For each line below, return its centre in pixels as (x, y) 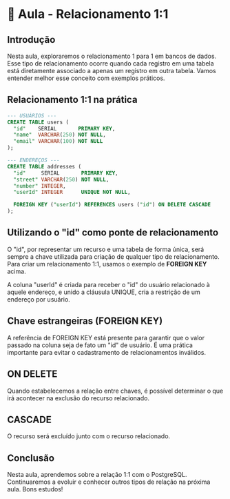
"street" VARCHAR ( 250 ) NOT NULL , (61, 179)
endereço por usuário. (39, 299)
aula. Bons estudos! (35, 489)
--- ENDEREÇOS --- (33, 160)
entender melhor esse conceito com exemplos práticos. (86, 78)
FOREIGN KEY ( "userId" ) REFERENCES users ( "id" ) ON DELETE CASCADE (112, 205)
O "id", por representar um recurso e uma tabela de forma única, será (106, 249)
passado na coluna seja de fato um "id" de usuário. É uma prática (100, 345)
